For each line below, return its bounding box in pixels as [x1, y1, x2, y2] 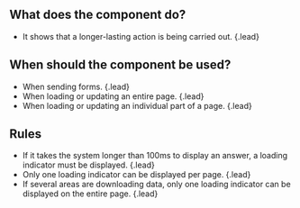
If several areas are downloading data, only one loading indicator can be [22, 179, 291, 190]
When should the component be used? [9, 58, 232, 73]
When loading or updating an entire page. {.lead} [22, 90, 205, 102]
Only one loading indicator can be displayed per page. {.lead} [22, 169, 251, 180]
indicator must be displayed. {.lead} [22, 159, 155, 170]
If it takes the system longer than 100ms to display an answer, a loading [22, 150, 288, 161]
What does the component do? [9, 7, 186, 23]
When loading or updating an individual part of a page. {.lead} [22, 100, 252, 111]
